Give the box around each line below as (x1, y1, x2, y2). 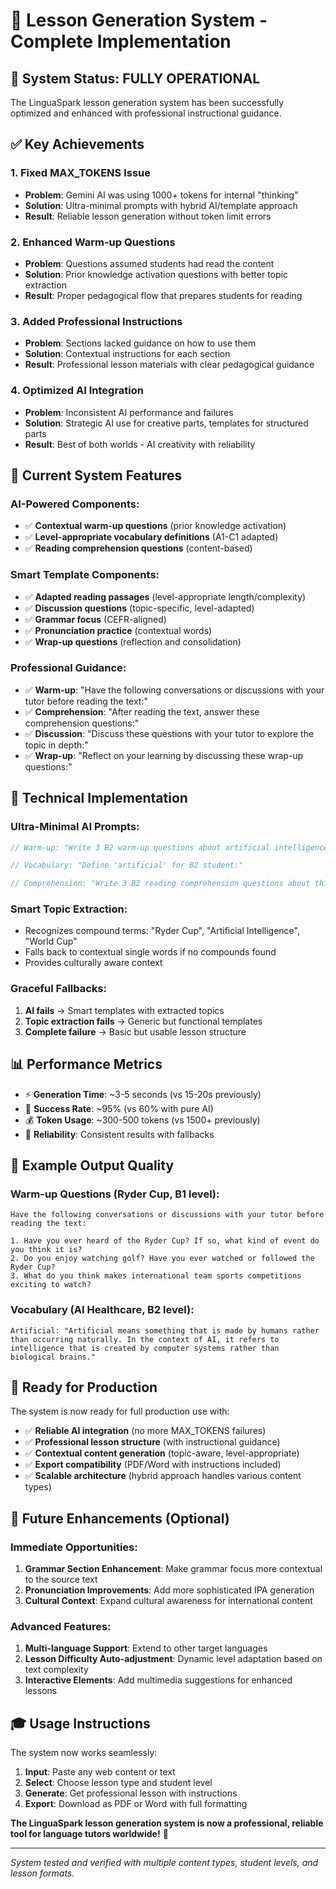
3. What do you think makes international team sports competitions (10, 1271, 302, 1281)
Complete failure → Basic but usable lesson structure (24, 1025, 247, 1038)
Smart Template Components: (10, 568, 160, 582)
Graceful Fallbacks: (10, 982, 107, 996)
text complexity (24, 1664, 89, 1676)
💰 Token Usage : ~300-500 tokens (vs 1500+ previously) (24, 1114, 261, 1126)
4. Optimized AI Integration (10, 384, 144, 398)
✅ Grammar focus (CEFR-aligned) (24, 613, 167, 625)
